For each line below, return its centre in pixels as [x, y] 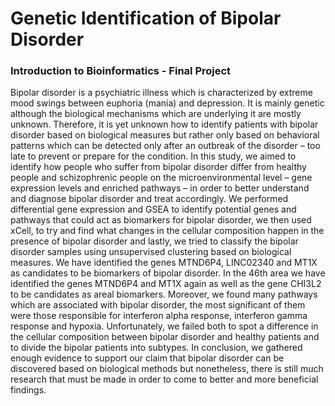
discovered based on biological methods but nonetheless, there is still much [167, 369]
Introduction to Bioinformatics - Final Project [121, 71]
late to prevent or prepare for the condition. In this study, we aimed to [153, 156]
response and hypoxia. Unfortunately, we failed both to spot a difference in [164, 326]
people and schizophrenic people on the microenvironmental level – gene [161, 178]
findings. [28, 390]
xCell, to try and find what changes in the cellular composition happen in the [167, 231]
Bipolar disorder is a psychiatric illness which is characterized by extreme [161, 93]
